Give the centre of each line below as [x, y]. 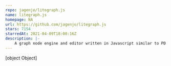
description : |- [23, 39]
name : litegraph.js [26, 15]
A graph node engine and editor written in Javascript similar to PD [90, 43]
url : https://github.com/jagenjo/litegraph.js [56, 24]
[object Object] [21, 58]
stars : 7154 [18, 29]
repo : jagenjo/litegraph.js [35, 10]
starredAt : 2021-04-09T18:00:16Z [41, 34]
